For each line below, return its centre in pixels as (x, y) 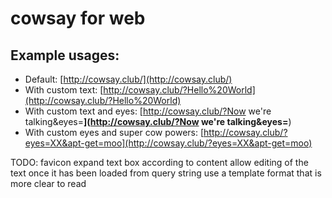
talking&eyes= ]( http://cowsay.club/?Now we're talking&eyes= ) (158, 121)
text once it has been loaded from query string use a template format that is (166, 173)
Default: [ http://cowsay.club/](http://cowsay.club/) (128, 79)
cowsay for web (78, 18)
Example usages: (65, 55)
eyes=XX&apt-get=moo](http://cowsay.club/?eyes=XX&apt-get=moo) (168, 143)
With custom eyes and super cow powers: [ (114, 132)
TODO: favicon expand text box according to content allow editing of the (159, 162)
